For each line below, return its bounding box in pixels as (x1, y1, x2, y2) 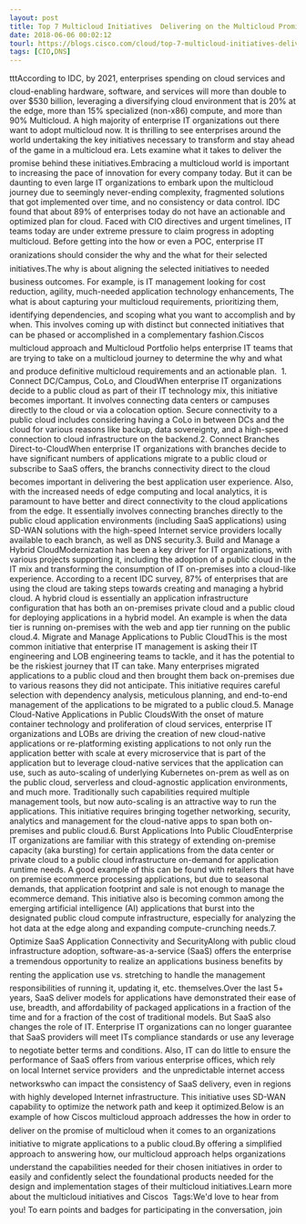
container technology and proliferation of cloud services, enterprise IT (9, 719, 273, 730)
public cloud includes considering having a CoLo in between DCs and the (9, 414, 285, 425)
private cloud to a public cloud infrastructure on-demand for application (9, 855, 280, 866)
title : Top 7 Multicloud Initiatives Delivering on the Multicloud (9, 22, 275, 31)
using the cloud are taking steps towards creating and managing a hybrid (9, 583, 284, 594)
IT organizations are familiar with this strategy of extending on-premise (9, 835, 276, 846)
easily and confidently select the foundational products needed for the (9, 1171, 274, 1182)
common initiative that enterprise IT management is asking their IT (9, 641, 258, 652)
